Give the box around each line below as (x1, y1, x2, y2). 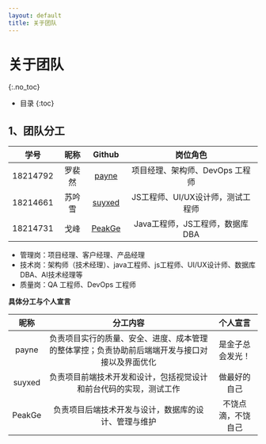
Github (93, 149, 120, 160)
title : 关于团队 (8, 19, 57, 27)
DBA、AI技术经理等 (19, 270, 83, 280)
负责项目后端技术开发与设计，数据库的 (52, 404, 196, 415)
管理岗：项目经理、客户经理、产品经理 (19, 251, 145, 260)
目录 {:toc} (19, 98, 55, 108)
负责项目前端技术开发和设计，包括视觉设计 (48, 372, 208, 383)
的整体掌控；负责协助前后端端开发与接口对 (48, 345, 208, 356)
